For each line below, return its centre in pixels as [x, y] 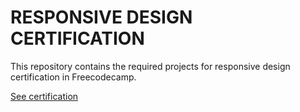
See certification [44, 96]
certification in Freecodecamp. [73, 77]
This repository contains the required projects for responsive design [150, 66]
